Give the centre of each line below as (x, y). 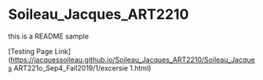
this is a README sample (48, 36)
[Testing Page (31, 51)
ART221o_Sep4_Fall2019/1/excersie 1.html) (82, 67)
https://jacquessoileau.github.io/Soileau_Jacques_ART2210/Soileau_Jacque (133, 60)
